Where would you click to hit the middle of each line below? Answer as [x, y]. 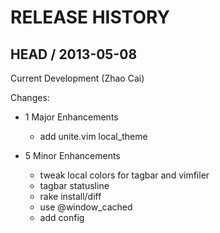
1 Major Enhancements [71, 117]
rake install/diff [70, 196]
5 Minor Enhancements [72, 155]
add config [62, 217]
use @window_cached [86, 207]
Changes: [30, 97]
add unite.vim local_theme [93, 136]
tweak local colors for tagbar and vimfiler [124, 175]
